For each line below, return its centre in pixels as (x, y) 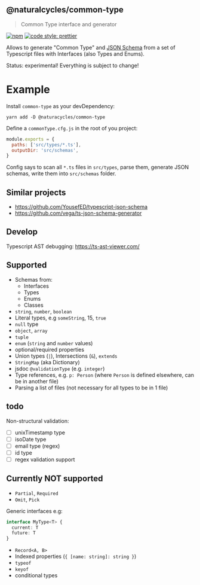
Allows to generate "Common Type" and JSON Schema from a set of (91, 47)
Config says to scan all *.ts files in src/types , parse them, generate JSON (98, 167)
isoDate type (30, 439)
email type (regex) (37, 446)
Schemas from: (33, 279)
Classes (33, 305)
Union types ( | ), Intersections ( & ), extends (66, 356)
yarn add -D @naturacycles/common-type (56, 117)
